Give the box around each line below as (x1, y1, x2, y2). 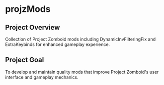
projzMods (5, 3, 51, 15)
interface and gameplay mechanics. (5, 74, 79, 80)
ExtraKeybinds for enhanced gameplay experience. (5, 42, 110, 47)
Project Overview (5, 23, 60, 32)
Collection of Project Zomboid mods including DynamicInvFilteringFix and (5, 36, 156, 42)
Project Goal (5, 56, 44, 64)
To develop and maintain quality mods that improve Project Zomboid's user (5, 69, 159, 75)
